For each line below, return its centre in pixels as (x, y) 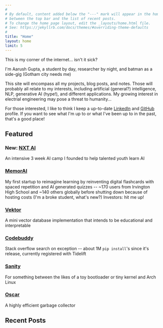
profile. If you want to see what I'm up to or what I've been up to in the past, (81, 113)
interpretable (18, 225)
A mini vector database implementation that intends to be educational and (79, 220)
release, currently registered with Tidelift (46, 254)
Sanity (13, 266)
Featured (19, 134)
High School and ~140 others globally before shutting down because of (76, 192)
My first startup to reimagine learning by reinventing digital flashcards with (80, 181)
